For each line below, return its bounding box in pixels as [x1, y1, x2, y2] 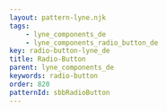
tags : [9, 21, 30, 30]
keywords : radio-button [9, 72, 99, 81]
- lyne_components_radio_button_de [25, 38, 159, 47]
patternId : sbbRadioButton [9, 88, 110, 97]
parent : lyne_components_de [9, 64, 115, 73]
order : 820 [9, 80, 50, 89]
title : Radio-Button [9, 55, 87, 64]
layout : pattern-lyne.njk [9, 13, 106, 22]
